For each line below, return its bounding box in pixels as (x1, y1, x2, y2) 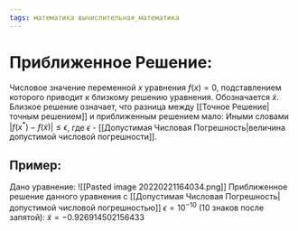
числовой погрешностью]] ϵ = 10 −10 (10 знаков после (58, 200, 265, 213)
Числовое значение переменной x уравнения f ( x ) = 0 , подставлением (9, 82, 282, 93)
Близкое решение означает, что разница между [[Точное (9, 101, 230, 112)
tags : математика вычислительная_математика (9, 13, 180, 23)
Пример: (9, 157, 61, 172)
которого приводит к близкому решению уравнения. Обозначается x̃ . (9, 91, 280, 102)
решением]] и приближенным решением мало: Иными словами (40, 110, 289, 122)
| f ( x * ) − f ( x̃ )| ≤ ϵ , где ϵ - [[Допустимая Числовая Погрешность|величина (9, 120, 286, 133)
